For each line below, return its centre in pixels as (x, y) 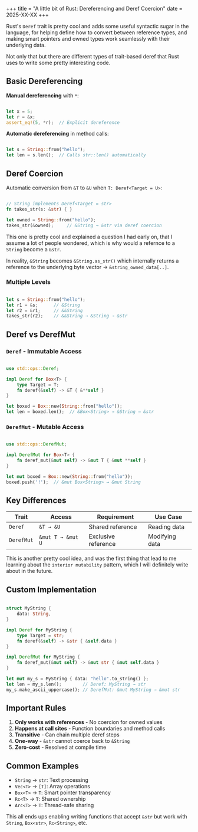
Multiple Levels (29, 282)
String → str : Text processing (51, 780)
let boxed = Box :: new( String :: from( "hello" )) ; (64, 407)
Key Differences (36, 501)
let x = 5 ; (19, 112)
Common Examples (43, 766)
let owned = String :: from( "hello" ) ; (51, 220)
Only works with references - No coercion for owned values (89, 722)
